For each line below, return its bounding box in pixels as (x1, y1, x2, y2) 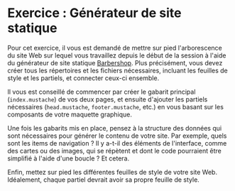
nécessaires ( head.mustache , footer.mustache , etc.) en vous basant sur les (7, 102, 224, 111)
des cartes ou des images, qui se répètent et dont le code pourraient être (7, 146, 222, 155)
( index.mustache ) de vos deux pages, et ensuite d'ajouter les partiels (7, 94, 208, 104)
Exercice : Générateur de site (7, 5, 182, 21)
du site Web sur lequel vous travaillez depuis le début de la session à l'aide (7, 51, 226, 60)
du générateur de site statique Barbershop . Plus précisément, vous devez (7, 58, 223, 67)
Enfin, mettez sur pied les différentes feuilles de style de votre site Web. (7, 168, 218, 176)
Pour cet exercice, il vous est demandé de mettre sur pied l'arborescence (7, 43, 222, 52)
